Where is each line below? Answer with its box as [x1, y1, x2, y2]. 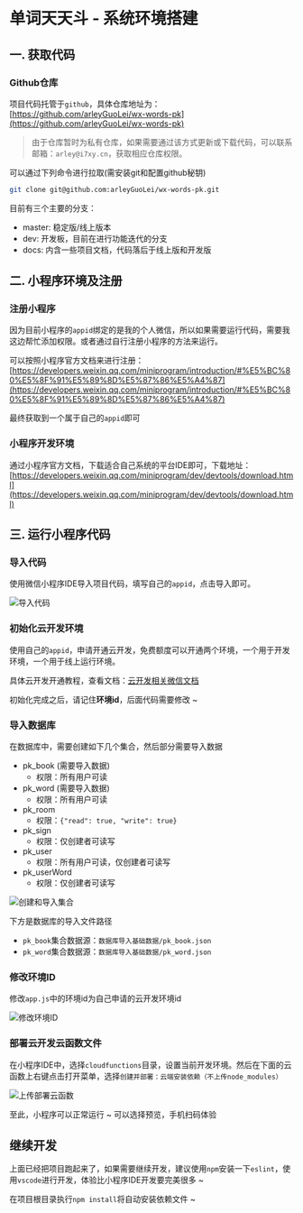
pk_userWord [22, 867, 72, 878]
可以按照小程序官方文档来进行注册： [9, 355, 144, 366]
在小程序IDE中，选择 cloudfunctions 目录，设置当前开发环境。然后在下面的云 [9, 1059, 292, 1070]
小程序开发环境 [9, 437, 75, 450]
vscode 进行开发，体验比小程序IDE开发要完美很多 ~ [17, 1174, 205, 1186]
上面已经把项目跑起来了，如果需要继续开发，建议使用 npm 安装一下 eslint [9, 1163, 275, 1174]
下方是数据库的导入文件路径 [9, 916, 113, 927]
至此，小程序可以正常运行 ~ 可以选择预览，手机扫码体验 [9, 1108, 217, 1119]
